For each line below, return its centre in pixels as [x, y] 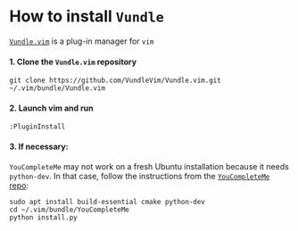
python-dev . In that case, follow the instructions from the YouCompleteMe [140, 176]
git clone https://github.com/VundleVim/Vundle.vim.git [115, 81]
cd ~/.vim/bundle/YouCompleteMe [69, 210]
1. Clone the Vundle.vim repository [73, 62]
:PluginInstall [37, 127]
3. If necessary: [39, 146]
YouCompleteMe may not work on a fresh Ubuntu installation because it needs [149, 166]
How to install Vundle [87, 16]
